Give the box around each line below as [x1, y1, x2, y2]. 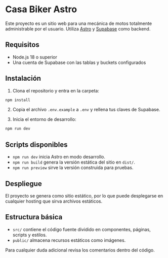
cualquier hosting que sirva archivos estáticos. [5, 198, 103, 204]
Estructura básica [5, 213, 63, 221]
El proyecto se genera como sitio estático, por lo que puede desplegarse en [5, 192, 163, 199]
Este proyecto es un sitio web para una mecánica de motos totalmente [5, 20, 152, 26]
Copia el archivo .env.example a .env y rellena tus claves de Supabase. [12, 107, 160, 113]
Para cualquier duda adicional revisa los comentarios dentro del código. [5, 247, 155, 253]
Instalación [5, 74, 41, 83]
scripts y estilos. [12, 232, 47, 238]
